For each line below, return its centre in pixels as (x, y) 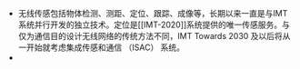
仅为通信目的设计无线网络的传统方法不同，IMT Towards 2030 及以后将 (150, 36)
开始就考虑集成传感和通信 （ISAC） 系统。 (105, 47)
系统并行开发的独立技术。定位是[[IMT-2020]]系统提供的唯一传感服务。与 (154, 25)
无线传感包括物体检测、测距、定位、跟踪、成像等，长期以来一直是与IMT (153, 13)
